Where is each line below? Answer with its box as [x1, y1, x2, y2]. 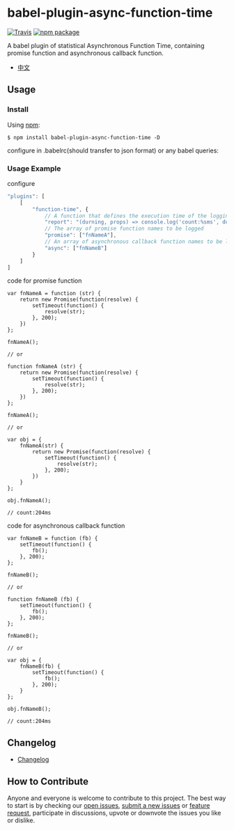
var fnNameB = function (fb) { [7, 535, 98, 542]
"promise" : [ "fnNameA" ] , [44, 232, 117, 239]
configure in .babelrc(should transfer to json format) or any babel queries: [7, 146, 219, 155]
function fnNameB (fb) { [7, 596, 79, 603]
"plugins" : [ [7, 193, 45, 200]
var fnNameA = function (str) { [7, 290, 101, 297]
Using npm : [7, 120, 40, 129]
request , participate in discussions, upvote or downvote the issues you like [7, 809, 221, 817]
